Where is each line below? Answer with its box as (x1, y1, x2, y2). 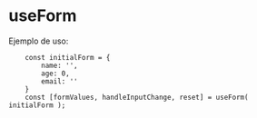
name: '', (41, 61, 78, 70)
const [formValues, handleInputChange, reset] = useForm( (25, 93, 249, 102)
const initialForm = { (25, 53, 111, 62)
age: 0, (41, 69, 70, 78)
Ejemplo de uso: (8, 35, 69, 46)
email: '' (41, 76, 78, 86)
